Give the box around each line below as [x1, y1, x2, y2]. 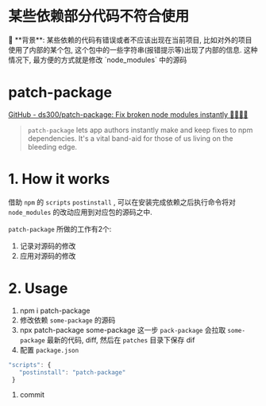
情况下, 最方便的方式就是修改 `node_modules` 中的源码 [8, 55, 187, 64]
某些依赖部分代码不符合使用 [8, 7, 190, 25]
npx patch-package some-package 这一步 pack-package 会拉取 [19, 325, 226, 334]
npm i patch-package [19, 306, 91, 315]
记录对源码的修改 [19, 240, 76, 251]
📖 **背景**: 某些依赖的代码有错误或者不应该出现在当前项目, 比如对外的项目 [8, 35, 253, 45]
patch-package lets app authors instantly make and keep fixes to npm [27, 125, 253, 135]
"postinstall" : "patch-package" [18, 368, 126, 377]
